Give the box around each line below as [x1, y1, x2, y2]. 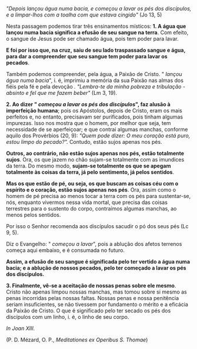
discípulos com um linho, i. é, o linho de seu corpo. [6, 314, 129, 320]
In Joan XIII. [6, 325, 35, 332]
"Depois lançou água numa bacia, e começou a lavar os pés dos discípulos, [6, 5, 192, 12]
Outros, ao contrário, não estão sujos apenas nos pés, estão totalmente [6, 150, 184, 157]
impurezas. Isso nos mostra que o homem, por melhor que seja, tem [6, 120, 172, 126]
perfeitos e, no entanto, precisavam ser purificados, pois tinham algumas [6, 113, 183, 120]
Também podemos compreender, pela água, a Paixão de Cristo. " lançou [6, 71, 182, 77]
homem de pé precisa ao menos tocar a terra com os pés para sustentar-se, [6, 193, 191, 199]
